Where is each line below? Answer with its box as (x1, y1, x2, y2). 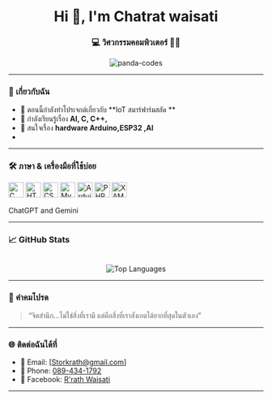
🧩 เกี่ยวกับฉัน (8, 86, 50, 97)
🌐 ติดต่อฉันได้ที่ (8, 338, 58, 350)
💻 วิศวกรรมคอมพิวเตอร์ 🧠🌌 (91, 37, 181, 48)
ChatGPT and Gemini (8, 206, 79, 216)
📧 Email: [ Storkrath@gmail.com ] (19, 357, 127, 367)
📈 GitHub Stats (8, 234, 70, 245)
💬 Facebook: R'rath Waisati (19, 374, 111, 384)
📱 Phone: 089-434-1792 (19, 365, 102, 376)
